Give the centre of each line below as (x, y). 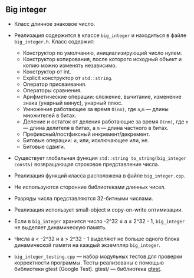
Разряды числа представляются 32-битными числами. (83, 198)
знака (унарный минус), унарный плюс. (73, 103)
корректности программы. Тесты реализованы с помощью (89, 262)
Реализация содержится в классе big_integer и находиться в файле (100, 35)
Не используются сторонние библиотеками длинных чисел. (90, 187)
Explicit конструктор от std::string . (68, 78)
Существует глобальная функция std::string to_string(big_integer (100, 158)
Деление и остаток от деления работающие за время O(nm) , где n (106, 121)
